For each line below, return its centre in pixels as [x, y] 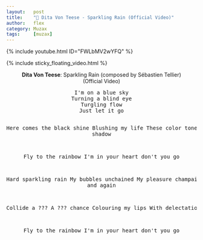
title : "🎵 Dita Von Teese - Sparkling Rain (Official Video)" [90, 17]
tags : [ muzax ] [29, 34]
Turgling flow [101, 105]
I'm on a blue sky [101, 93]
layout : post [25, 12]
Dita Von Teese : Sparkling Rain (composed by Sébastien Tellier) [101, 75]
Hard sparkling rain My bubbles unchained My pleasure [89, 179]
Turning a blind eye [101, 99]
